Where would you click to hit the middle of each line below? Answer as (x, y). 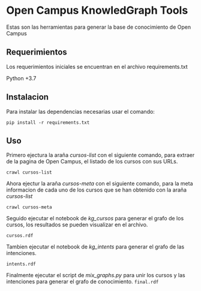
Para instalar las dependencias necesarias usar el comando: (80, 111)
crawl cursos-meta (29, 207)
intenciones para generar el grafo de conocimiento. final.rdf (82, 281)
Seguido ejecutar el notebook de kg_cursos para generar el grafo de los (95, 219)
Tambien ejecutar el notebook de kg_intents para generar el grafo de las (95, 247)
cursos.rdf (20, 236)
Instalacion (28, 97)
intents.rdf (21, 264)
